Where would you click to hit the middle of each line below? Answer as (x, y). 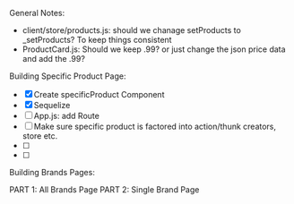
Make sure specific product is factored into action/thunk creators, (155, 126)
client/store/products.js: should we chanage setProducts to (132, 30)
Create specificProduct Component (99, 94)
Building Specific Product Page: (68, 76)
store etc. (40, 136)
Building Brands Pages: (52, 172)
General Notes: (37, 13)
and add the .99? (53, 59)
